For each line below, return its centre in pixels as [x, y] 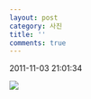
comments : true [38, 43]
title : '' [28, 34]
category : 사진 [36, 26]
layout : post [34, 18]
